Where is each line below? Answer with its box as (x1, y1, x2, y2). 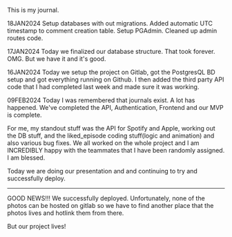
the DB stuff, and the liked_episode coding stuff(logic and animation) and (7, 131, 215, 140)
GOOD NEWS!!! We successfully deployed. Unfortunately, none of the (7, 194, 205, 202)
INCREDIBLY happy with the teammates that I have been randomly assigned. (7, 146, 225, 154)
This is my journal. (7, 6, 59, 14)
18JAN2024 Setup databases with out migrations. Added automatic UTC (7, 19, 213, 27)
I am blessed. (7, 153, 46, 162)
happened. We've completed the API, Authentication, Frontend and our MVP (7, 104, 224, 111)
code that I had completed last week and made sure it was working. (7, 83, 200, 91)
